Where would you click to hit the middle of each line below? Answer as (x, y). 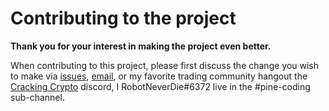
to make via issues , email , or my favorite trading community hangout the (159, 76)
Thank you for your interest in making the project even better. (141, 46)
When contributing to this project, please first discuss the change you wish (165, 65)
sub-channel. (37, 97)
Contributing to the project (123, 18)
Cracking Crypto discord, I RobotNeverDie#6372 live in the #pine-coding (160, 86)
